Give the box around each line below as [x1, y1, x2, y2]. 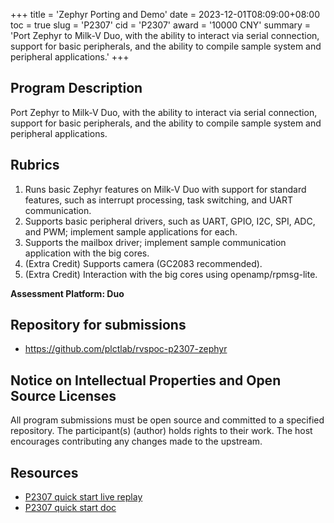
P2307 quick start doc [24, 502, 117, 514]
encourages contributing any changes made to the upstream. [10, 435, 263, 448]
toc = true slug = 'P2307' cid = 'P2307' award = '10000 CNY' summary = [10, 19, 312, 31]
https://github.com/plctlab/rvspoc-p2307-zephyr [24, 343, 228, 355]
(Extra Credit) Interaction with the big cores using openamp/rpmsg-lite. [24, 268, 318, 280]
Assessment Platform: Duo [10, 287, 125, 299]
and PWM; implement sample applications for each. [24, 225, 238, 238]
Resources [10, 464, 79, 481]
